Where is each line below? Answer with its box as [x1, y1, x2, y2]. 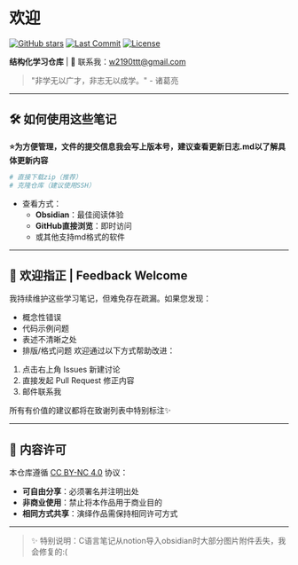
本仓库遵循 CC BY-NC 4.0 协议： [9, 467, 129, 478]
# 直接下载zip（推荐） [9, 172, 82, 182]
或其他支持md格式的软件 [35, 231, 126, 242]
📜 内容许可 [9, 442, 67, 457]
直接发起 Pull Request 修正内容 [21, 375, 135, 386]
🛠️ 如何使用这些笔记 [9, 112, 117, 127]
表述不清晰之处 [21, 334, 77, 345]
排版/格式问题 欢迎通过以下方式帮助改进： [21, 345, 176, 356]
